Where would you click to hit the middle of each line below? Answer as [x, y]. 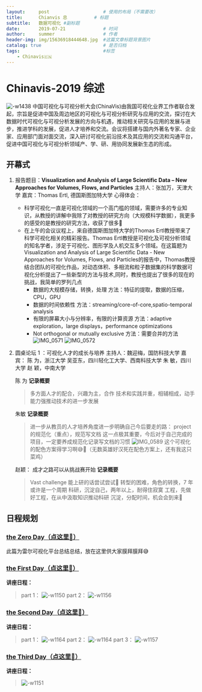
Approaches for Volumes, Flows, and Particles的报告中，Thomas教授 [109, 260]
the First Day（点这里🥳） [43, 568]
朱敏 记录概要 [32, 414]
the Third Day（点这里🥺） [44, 656]
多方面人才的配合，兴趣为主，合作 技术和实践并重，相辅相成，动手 [112, 394]
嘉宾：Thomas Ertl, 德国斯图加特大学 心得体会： [81, 195]
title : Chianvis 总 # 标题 [57, 17]
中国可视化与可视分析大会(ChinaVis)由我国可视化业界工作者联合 [111, 106]
